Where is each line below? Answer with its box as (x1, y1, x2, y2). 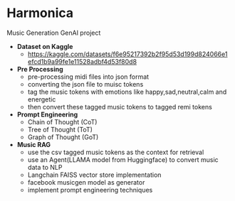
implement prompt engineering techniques (27, 185, 153, 194)
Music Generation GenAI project (6, 28, 101, 37)
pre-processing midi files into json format (27, 72, 150, 81)
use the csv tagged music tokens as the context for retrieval (27, 148, 204, 156)
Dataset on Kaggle (16, 42, 73, 50)
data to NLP (27, 163, 63, 171)
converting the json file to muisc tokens (27, 80, 144, 88)
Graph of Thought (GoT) (27, 133, 99, 141)
